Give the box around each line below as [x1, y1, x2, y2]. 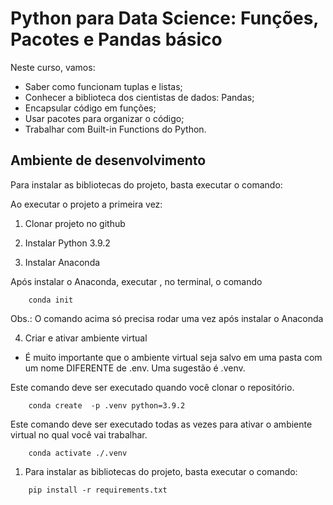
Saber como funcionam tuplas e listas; [24, 80, 183, 92]
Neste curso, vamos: [10, 61, 96, 73]
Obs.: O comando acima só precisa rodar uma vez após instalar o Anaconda [10, 312, 324, 324]
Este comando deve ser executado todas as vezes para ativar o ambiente [10, 418, 313, 430]
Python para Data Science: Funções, [10, 7, 319, 30]
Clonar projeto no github [24, 217, 126, 229]
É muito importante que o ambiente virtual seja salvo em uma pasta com [24, 351, 323, 363]
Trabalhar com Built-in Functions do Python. [24, 123, 207, 135]
